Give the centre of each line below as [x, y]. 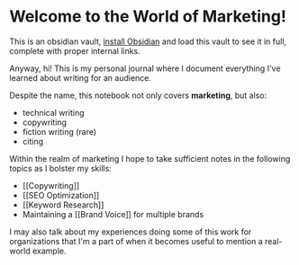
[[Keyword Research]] [63, 205]
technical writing [53, 112]
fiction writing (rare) [59, 131]
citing [33, 141]
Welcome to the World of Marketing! [148, 17]
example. [49, 251]
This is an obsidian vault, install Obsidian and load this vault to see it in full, [148, 41]
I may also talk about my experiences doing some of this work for [131, 232]
